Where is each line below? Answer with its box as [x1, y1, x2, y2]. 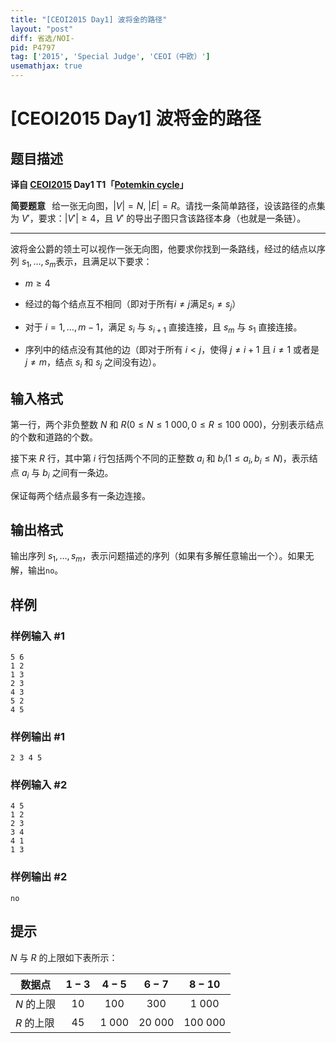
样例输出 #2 [10, 870, 68, 884]
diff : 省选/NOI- [10, 33, 75, 43]
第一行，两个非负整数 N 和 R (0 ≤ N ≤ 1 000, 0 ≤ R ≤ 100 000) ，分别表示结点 [10, 419, 325, 430]
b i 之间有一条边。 [42, 466, 114, 481]
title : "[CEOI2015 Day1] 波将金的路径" [10, 14, 168, 25]
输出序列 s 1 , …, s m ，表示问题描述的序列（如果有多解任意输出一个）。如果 [10, 550, 306, 565]
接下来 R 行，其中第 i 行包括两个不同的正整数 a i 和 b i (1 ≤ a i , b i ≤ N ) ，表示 [10, 452, 310, 466]
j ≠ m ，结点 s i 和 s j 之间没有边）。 [24, 356, 162, 371]
